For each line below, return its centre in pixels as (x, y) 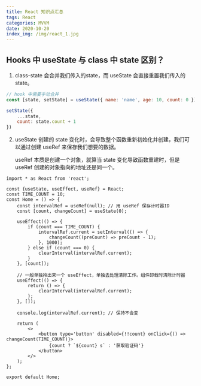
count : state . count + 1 (47, 122)
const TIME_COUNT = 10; (36, 194)
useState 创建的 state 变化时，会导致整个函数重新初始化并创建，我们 (100, 140)
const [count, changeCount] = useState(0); (72, 211)
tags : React (21, 17)
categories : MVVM (28, 23)
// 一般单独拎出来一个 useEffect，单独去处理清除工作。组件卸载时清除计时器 (101, 275)
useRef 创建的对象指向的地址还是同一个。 (66, 167)
